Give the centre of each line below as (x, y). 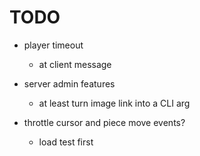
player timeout (53, 45)
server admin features (69, 83)
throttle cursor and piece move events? (104, 122)
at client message (75, 64)
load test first (66, 142)
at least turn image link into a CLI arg (114, 103)
